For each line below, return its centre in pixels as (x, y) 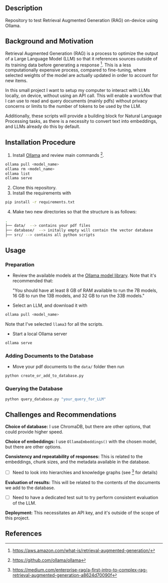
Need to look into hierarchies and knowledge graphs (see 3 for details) (85, 472)
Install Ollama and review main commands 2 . (58, 155)
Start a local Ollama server (40, 334)
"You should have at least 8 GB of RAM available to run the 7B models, (85, 291)
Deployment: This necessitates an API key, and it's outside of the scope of (82, 513)
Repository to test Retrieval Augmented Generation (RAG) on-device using (82, 20)
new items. (16, 81)
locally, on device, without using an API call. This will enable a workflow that (83, 96)
